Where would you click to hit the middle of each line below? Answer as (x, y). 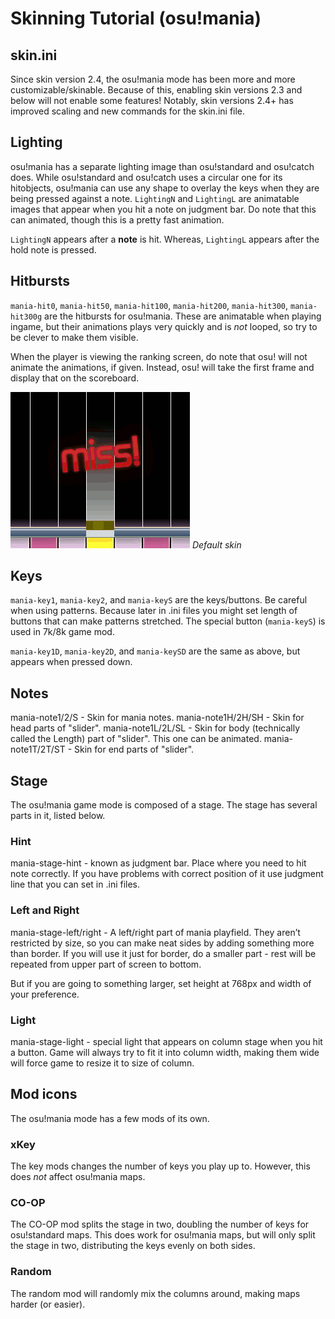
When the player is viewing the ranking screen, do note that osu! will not (159, 356)
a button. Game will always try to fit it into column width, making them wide (165, 1052)
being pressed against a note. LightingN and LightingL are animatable (155, 198)
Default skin (216, 544)
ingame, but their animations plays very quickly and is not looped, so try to (164, 326)
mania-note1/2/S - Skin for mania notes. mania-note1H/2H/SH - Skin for (157, 718)
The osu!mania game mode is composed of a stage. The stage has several (164, 805)
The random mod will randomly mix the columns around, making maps (155, 1293)
